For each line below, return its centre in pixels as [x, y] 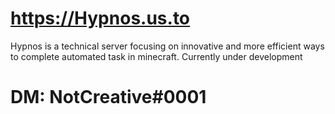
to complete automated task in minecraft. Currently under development [156, 56]
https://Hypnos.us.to [100, 18]
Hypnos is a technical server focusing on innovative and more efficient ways [167, 46]
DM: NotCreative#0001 [108, 97]
